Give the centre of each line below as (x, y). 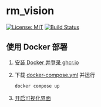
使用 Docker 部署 (37, 47)
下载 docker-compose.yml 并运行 (55, 75)
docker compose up (37, 86)
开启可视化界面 (33, 98)
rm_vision (30, 11)
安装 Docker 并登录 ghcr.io (47, 62)
